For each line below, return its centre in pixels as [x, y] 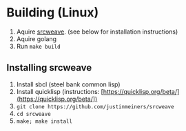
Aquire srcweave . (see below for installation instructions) [97, 32]
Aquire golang [36, 38]
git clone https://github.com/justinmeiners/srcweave [95, 107]
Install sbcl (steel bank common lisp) [69, 84]
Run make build [38, 46]
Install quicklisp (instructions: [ [60, 91]
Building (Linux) [53, 13]
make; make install [44, 121]
